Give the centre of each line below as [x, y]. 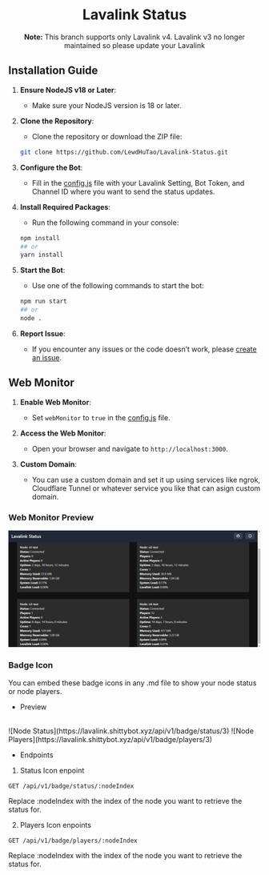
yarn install [42, 255]
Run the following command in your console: [105, 223]
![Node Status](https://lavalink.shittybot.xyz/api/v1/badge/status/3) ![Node [131, 731]
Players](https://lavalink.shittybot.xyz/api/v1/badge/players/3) [110, 739]
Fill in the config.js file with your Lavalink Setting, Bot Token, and [138, 183]
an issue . [47, 357]
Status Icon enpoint [52, 770]
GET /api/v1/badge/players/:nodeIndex [73, 841]
